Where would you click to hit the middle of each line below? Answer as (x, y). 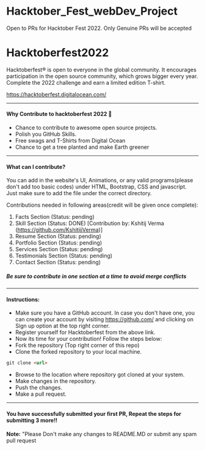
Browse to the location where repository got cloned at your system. (100, 375)
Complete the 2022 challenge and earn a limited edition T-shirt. (86, 82)
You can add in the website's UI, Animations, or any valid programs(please (100, 180)
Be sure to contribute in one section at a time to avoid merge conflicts (96, 276)
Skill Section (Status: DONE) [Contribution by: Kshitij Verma (90, 223)
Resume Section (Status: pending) (58, 237)
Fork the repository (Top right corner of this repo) (77, 345)
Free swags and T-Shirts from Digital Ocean (70, 141)
